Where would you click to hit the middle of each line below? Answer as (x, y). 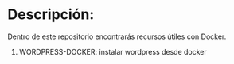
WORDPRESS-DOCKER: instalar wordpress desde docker (113, 51)
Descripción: (51, 15)
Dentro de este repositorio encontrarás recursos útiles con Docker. (117, 36)
